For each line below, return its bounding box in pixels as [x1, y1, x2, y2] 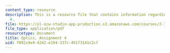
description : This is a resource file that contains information [5, 12, 146, 17]
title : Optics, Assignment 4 [5, 36, 67, 41]
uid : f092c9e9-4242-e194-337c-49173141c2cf [5, 40, 99, 45]
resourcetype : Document [5, 31, 56, 36]
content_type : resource [5, 7, 56, 13]
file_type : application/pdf [5, 26, 65, 31]
